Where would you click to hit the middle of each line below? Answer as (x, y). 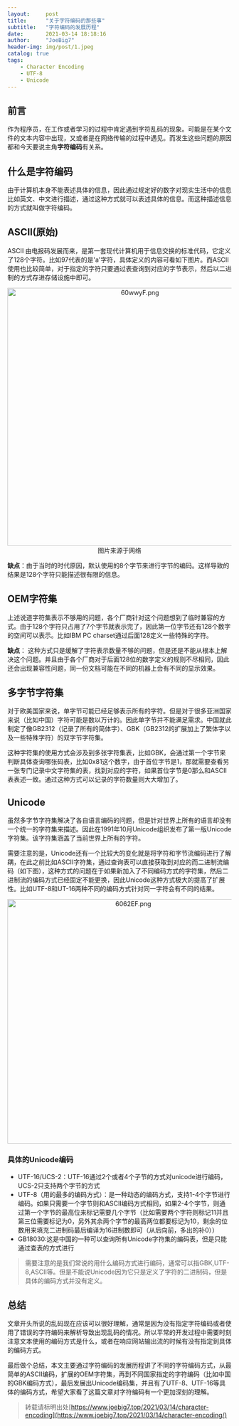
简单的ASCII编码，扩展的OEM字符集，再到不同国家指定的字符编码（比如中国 (119, 1374)
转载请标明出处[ (48, 1407)
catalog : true (28, 54)
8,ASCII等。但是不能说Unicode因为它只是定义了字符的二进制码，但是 (126, 1272)
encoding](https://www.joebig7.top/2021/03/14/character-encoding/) (126, 1415)
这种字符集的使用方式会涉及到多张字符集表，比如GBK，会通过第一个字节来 (117, 753)
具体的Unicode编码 (41, 1160)
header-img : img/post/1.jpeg (51, 47)
